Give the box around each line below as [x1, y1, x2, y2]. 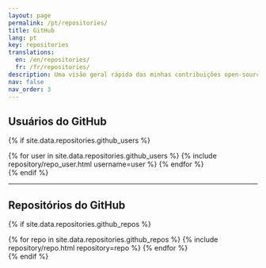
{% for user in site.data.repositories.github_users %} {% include [8, 151, 218, 161]
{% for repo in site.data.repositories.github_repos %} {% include [8, 235, 218, 244]
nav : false [8, 78, 44, 86]
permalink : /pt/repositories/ [8, 19, 108, 27]
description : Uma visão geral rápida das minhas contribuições [8, 71, 222, 78]
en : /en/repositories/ [15, 56, 90, 64]
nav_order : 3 [8, 85, 51, 94]
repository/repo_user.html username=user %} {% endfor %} [8, 159, 204, 169]
